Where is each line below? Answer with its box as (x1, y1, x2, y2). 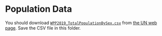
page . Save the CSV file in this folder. (5, 25, 81, 31)
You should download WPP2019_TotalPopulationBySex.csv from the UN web (5, 20, 157, 26)
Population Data (5, 3, 73, 15)
